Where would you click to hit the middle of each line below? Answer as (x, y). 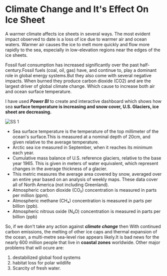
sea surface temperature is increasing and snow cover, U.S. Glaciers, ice (82, 106)
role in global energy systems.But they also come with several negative (78, 75)
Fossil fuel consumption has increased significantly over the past (72, 65)
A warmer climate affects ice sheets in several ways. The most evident (78, 34)
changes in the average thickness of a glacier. (60, 169)
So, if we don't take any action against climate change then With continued (83, 226)
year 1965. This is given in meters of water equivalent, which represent (85, 163)
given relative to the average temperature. (55, 142)
